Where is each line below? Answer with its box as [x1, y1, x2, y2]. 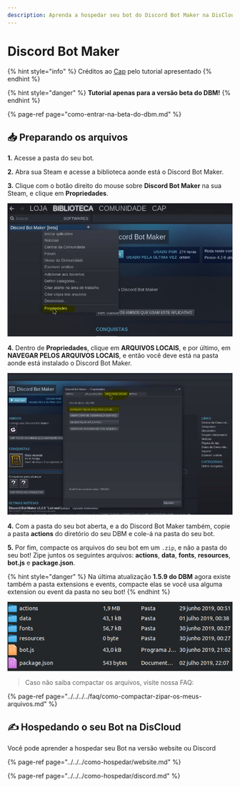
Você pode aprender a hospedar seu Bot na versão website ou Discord [7, 743, 216, 752]
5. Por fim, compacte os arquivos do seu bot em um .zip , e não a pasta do [7, 543, 227, 552]
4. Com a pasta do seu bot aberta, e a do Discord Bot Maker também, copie [7, 522, 231, 530]
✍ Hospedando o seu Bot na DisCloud [7, 721, 181, 733]
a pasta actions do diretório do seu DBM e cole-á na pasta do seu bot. [7, 530, 216, 538]
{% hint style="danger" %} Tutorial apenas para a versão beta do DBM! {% [7, 88, 231, 96]
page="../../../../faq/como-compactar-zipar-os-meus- [45, 692, 202, 701]
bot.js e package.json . [7, 558, 76, 568]
